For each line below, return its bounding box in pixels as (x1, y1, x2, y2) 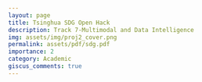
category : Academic (8, 55, 72, 63)
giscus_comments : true (8, 62, 82, 70)
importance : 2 (8, 48, 55, 55)
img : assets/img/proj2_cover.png (8, 33, 117, 41)
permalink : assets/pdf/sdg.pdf (8, 41, 110, 48)
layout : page (8, 11, 51, 20)
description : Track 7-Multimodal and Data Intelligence (8, 26, 194, 34)
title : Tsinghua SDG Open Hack (8, 19, 110, 27)
